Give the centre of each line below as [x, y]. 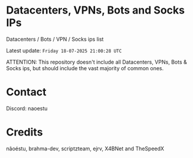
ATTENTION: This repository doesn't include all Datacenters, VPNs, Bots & [97, 62]
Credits [24, 132]
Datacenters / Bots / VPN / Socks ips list [55, 39]
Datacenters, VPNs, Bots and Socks [95, 10]
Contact [26, 92]
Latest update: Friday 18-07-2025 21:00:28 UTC [64, 50]
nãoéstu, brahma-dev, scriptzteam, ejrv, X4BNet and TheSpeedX [85, 149]
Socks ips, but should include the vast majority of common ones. [85, 68]
